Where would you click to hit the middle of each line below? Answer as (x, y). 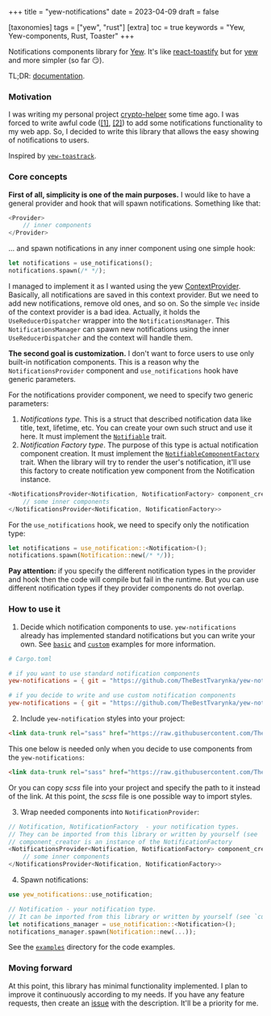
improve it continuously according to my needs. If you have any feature (127, 994)
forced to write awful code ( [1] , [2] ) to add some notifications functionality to (135, 123)
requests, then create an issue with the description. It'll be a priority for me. (133, 1003)
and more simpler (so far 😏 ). (56, 60)
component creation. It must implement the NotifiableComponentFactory (140, 453)
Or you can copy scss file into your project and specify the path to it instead (134, 787)
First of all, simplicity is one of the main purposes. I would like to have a (129, 194)
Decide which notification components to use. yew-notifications (128, 627)
